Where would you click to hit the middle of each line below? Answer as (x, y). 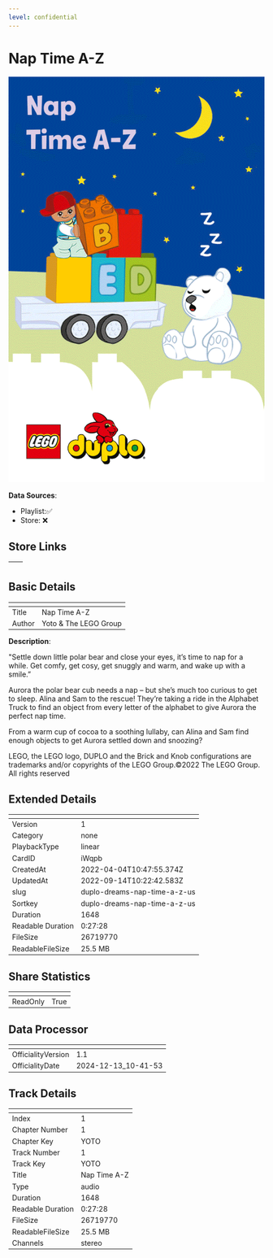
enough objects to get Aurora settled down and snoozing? (106, 741)
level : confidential (43, 17)
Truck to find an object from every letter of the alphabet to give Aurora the (132, 707)
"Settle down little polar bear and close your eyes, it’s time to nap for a (126, 657)
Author (23, 623)
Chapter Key (33, 1141)
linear (90, 847)
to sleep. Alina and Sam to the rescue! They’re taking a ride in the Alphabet (134, 699)
